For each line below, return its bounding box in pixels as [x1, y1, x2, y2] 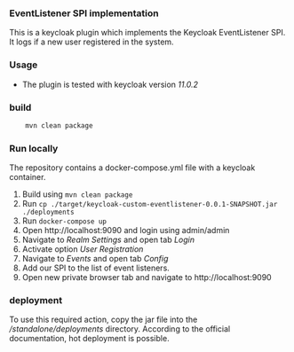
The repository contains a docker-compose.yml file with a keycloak [9, 162, 256, 173]
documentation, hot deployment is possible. [9, 333, 171, 344]
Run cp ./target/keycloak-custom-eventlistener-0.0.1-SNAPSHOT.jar [21, 199, 278, 209]
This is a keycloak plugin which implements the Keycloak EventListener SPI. [9, 27, 286, 38]
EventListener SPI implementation [9, 7, 160, 20]
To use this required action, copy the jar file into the [9, 314, 198, 325]
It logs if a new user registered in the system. [9, 36, 175, 47]
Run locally [9, 142, 59, 154]
